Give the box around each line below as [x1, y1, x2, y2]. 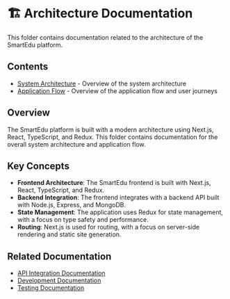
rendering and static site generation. [17, 230, 122, 239]
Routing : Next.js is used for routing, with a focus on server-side [17, 223, 200, 232]
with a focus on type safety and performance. [17, 216, 149, 224]
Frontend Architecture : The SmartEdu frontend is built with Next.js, [17, 179, 211, 187]
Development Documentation [17, 276, 101, 285]
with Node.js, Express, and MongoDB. [17, 201, 126, 209]
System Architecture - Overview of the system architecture [17, 79, 186, 88]
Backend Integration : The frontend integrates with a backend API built [17, 193, 220, 202]
